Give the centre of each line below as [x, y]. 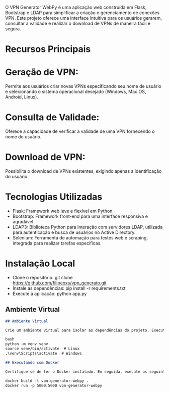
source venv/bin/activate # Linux [43, 349]
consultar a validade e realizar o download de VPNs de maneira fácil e [78, 23]
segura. [13, 29]
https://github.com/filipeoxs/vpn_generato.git [59, 283]
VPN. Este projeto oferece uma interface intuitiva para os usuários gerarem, [83, 18]
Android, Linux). [22, 97]
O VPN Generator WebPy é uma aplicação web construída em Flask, [76, 7]
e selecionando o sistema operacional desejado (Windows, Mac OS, [76, 92]
